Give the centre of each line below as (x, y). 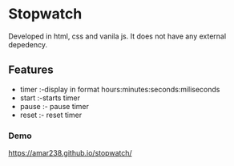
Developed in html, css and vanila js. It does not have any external (117, 36)
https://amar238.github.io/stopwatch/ (70, 153)
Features (31, 70)
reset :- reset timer (51, 115)
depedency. (28, 44)
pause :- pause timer (54, 106)
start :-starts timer (50, 98)
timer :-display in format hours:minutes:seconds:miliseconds (120, 89)
